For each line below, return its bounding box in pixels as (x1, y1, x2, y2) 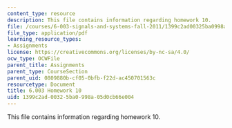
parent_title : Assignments (7, 62, 85, 68)
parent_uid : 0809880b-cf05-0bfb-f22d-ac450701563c (7, 74, 156, 82)
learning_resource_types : (7, 36, 81, 43)
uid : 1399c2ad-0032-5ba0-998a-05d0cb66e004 (7, 94, 135, 101)
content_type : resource (7, 10, 76, 17)
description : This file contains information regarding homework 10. (7, 17, 212, 24)
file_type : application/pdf (7, 29, 88, 37)
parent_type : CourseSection (7, 68, 88, 75)
